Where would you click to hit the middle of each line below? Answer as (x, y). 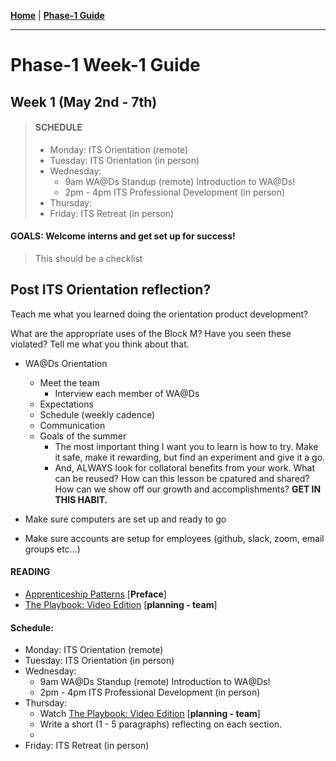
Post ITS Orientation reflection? (111, 290)
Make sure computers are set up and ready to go (125, 519)
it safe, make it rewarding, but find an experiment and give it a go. (190, 457)
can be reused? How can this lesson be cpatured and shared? (182, 478)
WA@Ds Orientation (66, 363)
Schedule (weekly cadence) (97, 414)
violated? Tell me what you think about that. (100, 344)
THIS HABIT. (81, 499)
